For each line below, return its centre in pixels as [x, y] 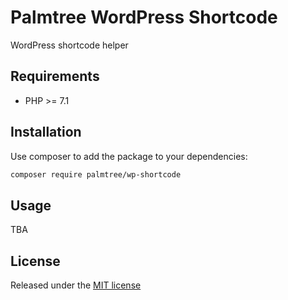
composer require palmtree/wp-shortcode [96, 174]
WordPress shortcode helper [69, 45]
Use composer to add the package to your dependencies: [129, 156]
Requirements [55, 76]
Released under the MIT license [76, 285]
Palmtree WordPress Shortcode [144, 17]
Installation [46, 132]
